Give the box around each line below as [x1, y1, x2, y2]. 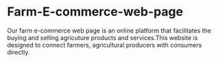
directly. [7, 48, 30, 56]
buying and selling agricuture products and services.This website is [7, 33, 198, 41]
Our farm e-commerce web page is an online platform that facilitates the [7, 26, 211, 35]
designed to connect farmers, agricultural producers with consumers [7, 41, 202, 49]
